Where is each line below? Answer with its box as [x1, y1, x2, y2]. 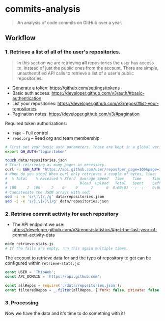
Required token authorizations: [5, 120, 67, 126]
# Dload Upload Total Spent [5, 180, 144, 186]
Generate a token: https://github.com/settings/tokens [12, 85, 120, 91]
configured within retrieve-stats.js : [5, 260, 81, 266]
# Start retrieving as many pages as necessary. [5, 163, 107, 168]
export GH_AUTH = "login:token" [5, 149, 67, 154]
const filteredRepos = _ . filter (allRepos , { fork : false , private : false [5, 288, 160, 293]
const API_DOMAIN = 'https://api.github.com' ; [5, 274, 102, 279]
